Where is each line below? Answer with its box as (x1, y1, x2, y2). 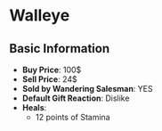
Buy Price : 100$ (21, 64, 82, 75)
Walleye (9, 5, 70, 26)
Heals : (21, 102, 47, 112)
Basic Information (9, 41, 110, 56)
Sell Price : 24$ (21, 74, 77, 85)
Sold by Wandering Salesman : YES (21, 84, 153, 94)
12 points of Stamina (35, 112, 110, 122)
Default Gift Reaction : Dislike (21, 93, 130, 103)
